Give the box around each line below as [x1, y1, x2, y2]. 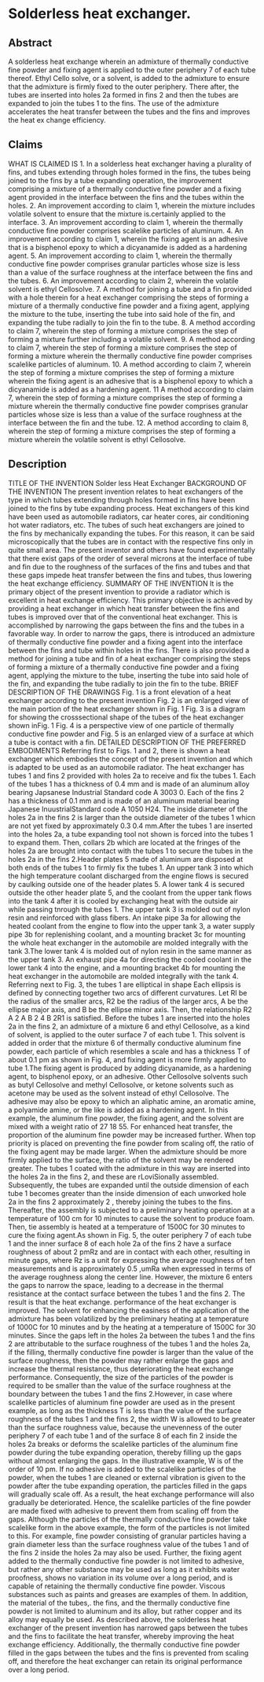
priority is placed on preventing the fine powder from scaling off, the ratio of [8, 1138, 255, 1148]
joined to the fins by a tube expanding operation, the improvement [8, 175, 222, 185]
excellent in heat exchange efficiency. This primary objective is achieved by [8, 595, 253, 605]
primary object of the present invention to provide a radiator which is [8, 587, 230, 596]
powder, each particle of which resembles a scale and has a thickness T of [8, 1047, 251, 1056]
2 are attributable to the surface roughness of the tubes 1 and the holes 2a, [8, 1338, 251, 1349]
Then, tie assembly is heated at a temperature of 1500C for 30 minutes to [8, 1222, 245, 1231]
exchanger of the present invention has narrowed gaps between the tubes [8, 1623, 248, 1632]
